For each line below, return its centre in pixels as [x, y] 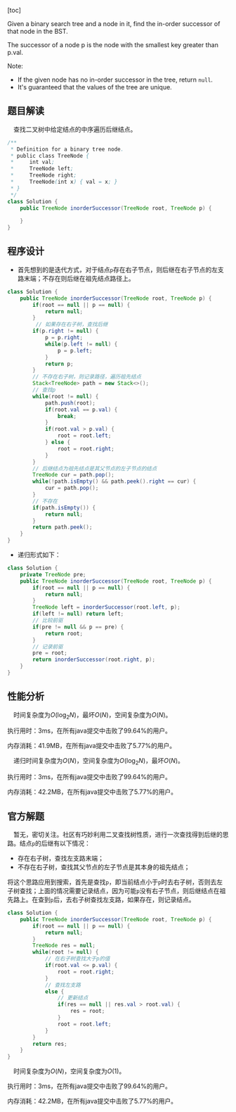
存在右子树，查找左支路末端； [60, 859]
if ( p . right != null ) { [66, 331]
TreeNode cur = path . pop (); [73, 475]
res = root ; [87, 1011]
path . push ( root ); [70, 403]
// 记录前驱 [48, 647]
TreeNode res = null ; [64, 946]
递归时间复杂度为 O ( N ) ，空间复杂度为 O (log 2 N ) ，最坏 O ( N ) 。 [99, 762]
